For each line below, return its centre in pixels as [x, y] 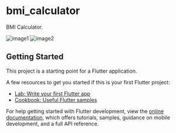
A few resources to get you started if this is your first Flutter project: [88, 82]
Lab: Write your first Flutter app [53, 93]
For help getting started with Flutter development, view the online [85, 111]
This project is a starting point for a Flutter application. [72, 71]
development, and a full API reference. [53, 124]
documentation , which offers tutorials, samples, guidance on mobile [88, 117]
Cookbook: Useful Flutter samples [56, 100]
